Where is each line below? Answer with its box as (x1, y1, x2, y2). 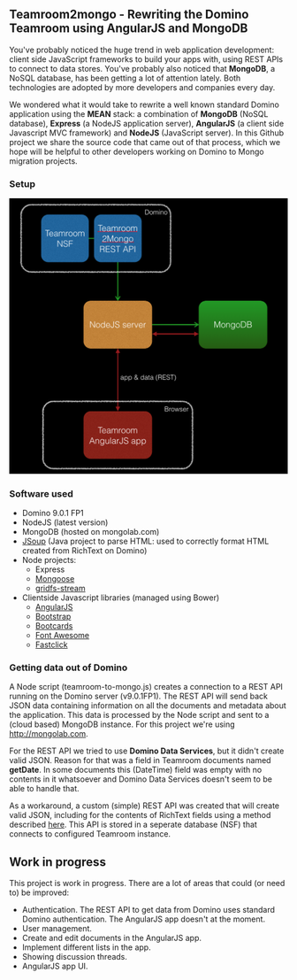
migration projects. (9, 155, 78, 166)
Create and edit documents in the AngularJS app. (21, 933, 202, 944)
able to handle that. (9, 783, 80, 794)
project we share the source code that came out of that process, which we (9, 136, 281, 147)
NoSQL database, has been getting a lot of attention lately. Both (9, 73, 241, 83)
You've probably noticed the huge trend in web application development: (9, 44, 275, 55)
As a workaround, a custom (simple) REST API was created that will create (9, 800, 280, 811)
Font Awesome (34, 630, 90, 640)
